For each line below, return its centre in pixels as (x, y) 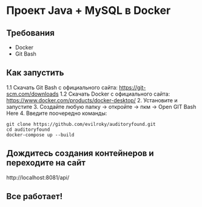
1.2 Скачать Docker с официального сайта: (115, 94)
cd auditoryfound (28, 130)
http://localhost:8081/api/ (38, 177)
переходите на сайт (46, 163)
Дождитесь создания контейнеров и (80, 153)
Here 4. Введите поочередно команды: (57, 113)
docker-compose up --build (40, 135)
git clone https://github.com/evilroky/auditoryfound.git (81, 124)
